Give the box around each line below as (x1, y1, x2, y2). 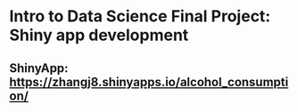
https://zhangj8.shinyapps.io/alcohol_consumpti (9, 74, 289, 90)
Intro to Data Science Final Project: (9, 6, 271, 27)
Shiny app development (9, 25, 189, 45)
